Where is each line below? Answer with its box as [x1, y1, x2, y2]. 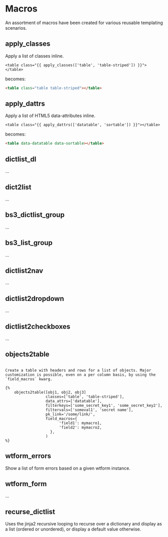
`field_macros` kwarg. [5, 376, 53, 382]
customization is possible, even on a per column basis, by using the [5, 372, 156, 377]
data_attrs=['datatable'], [45, 398, 102, 403]
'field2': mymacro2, [59, 425, 102, 430]
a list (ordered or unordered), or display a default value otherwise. [5, 526, 141, 532]
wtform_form [5, 480, 47, 488]
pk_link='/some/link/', [45, 411, 95, 417]
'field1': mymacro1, [59, 420, 102, 425]
